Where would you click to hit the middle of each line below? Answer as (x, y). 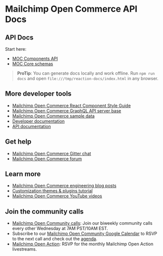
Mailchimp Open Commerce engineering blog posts (64, 186)
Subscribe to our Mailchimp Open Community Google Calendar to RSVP (85, 234)
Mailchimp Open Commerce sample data (53, 116)
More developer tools (38, 94)
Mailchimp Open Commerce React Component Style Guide (71, 106)
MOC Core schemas (33, 64)
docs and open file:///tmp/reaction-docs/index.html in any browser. (88, 78)
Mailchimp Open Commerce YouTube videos (57, 196)
